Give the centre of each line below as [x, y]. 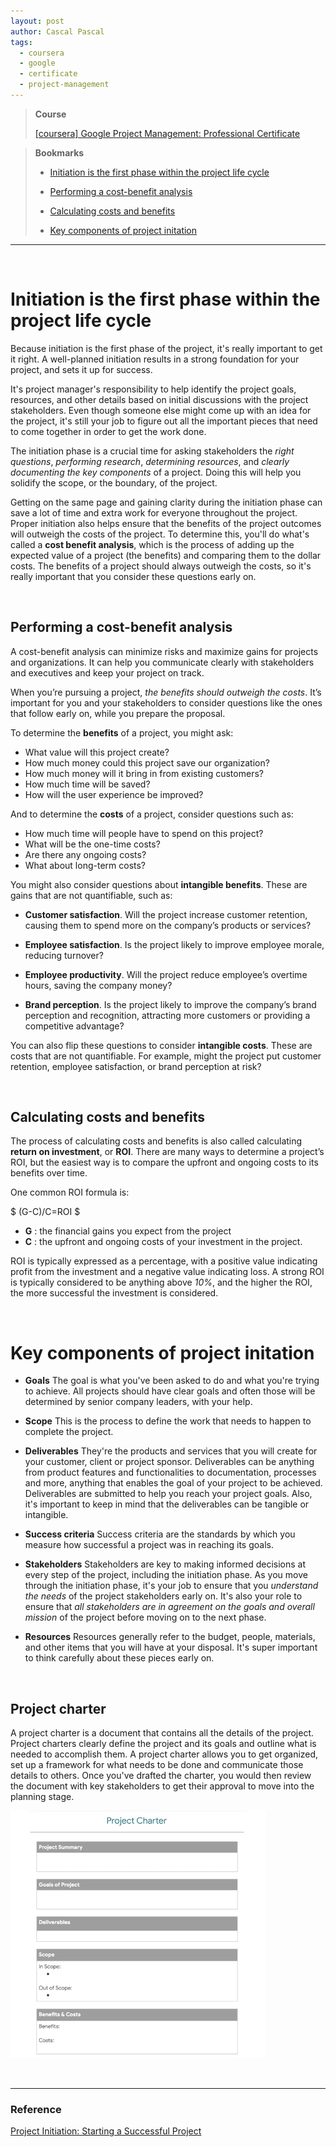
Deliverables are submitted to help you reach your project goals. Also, [168, 1494]
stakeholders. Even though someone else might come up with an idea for [161, 410]
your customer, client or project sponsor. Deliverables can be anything [169, 1462]
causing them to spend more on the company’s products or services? [168, 925]
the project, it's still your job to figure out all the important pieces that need [164, 421]
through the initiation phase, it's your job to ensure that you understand [171, 1586]
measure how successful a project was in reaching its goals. [149, 1545]
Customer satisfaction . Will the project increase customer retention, [166, 914]
